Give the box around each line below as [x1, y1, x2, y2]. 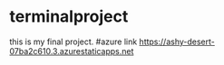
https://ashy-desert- [139, 36, 215, 47]
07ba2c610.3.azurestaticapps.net [9, 45, 134, 56]
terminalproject [9, 6, 129, 27]
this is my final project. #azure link [9, 36, 138, 47]
